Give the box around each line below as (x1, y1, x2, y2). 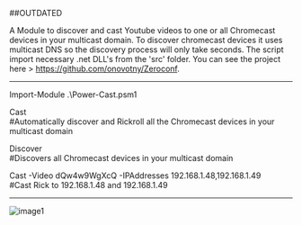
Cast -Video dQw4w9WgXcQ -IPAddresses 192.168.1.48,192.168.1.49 (9, 170, 262, 181)
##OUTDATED (9, 8, 63, 18)
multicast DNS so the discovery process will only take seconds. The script (9, 44, 285, 55)
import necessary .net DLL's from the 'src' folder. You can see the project (9, 54, 281, 64)
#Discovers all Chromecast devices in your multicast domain (9, 153, 234, 163)
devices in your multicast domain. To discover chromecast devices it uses (9, 35, 283, 45)
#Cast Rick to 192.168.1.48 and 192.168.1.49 (9, 180, 168, 190)
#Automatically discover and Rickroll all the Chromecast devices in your (9, 116, 275, 127)
